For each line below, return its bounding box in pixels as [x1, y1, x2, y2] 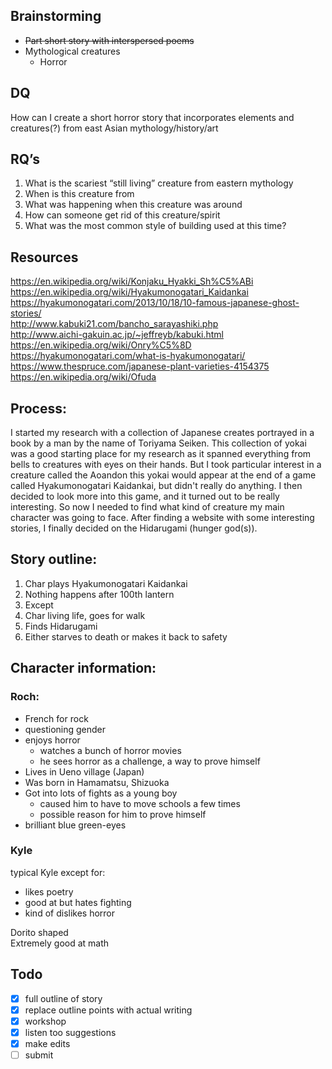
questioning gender [24, 723, 107, 735]
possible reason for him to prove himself [39, 808, 207, 820]
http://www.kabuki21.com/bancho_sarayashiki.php [10, 318, 219, 330]
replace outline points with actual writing [24, 1004, 193, 1016]
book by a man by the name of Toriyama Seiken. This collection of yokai [10, 437, 307, 449]
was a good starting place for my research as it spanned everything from [10, 448, 312, 460]
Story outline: [10, 551, 98, 568]
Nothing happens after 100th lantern [24, 588, 175, 600]
